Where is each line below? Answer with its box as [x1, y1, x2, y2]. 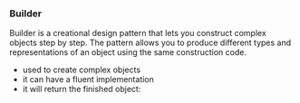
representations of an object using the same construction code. [9, 47, 247, 58]
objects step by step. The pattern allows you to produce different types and [9, 37, 292, 48]
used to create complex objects [22, 64, 141, 75]
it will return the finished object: [22, 84, 141, 95]
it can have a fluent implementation [22, 74, 154, 85]
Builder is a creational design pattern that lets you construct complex [9, 28, 267, 39]
